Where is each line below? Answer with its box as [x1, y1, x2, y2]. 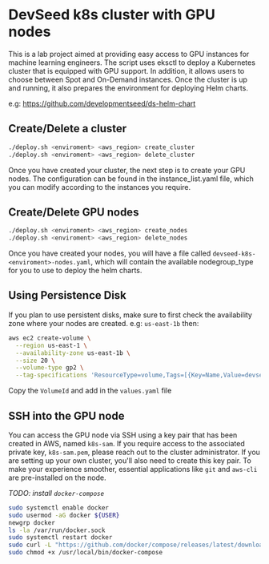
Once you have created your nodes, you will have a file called [8, 248, 211, 258]
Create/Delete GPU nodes [8, 205, 139, 219]
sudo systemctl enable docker [8, 503, 110, 512]
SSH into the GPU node [8, 409, 125, 422]
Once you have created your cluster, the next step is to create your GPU [8, 165, 246, 175]
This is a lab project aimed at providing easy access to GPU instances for [8, 49, 250, 58]
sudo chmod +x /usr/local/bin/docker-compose [8, 549, 163, 557]
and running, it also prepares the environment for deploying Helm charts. [8, 83, 248, 93]
